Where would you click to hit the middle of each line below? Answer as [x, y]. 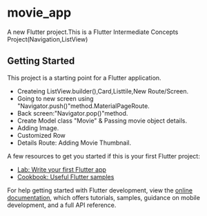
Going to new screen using [56, 98]
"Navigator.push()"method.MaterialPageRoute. [83, 106]
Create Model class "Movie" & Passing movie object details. [102, 120]
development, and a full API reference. [62, 205]
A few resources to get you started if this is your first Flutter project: [103, 156]
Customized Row [41, 135]
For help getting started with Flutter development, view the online [100, 190]
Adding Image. [38, 128]
